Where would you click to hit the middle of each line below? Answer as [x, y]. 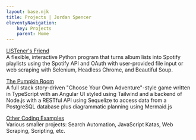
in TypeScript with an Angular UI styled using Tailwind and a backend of [94, 94]
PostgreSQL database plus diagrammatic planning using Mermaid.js [89, 107]
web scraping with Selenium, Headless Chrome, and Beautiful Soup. [90, 70]
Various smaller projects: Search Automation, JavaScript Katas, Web [90, 125]
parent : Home [33, 34]
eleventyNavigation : [32, 23]
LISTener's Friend [28, 51]
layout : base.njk [28, 12]
